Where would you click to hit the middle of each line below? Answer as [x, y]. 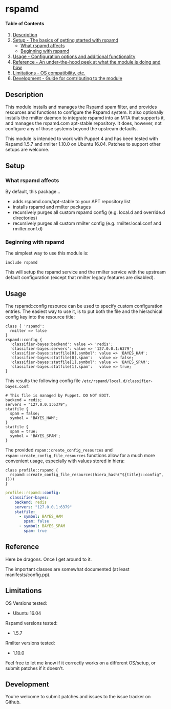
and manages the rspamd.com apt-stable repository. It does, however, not [84, 123]
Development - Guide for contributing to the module [68, 78]
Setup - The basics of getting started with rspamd [66, 40]
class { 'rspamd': [25, 326]
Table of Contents [25, 23]
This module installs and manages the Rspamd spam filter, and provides [81, 107]
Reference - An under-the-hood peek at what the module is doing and [87, 62]
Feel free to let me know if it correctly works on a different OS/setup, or [81, 663]
